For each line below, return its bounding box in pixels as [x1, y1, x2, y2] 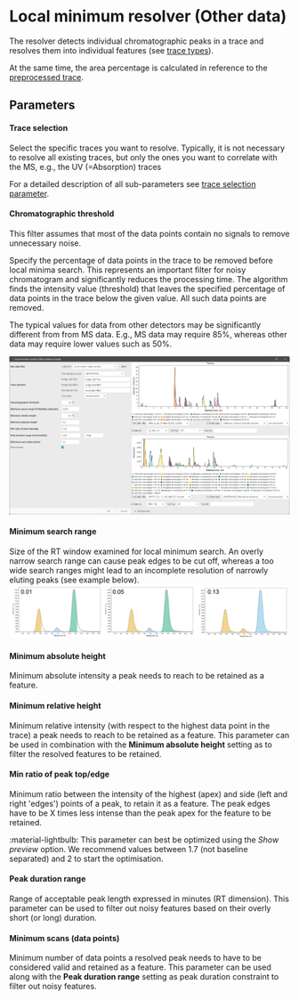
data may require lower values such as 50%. [9, 338, 173, 349]
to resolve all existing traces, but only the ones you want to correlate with [9, 151, 278, 162]
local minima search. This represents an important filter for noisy [9, 264, 246, 275]
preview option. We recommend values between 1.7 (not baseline [9, 843, 248, 854]
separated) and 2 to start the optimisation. [9, 853, 164, 864]
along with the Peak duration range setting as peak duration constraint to [9, 972, 279, 982]
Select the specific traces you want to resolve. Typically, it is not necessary [9, 142, 286, 153]
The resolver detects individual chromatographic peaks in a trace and [9, 36, 264, 46]
